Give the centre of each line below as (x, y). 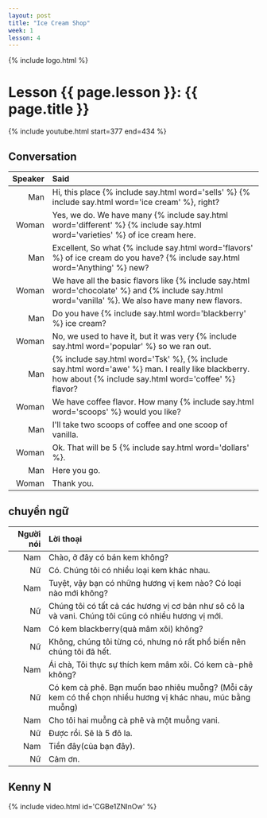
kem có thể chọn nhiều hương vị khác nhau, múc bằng (150, 697)
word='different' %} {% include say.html (127, 225)
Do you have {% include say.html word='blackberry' (149, 313)
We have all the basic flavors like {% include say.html (151, 281)
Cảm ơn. (64, 758)
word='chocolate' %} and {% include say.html (137, 291)
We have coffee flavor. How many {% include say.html (153, 402)
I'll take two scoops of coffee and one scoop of (140, 425)
